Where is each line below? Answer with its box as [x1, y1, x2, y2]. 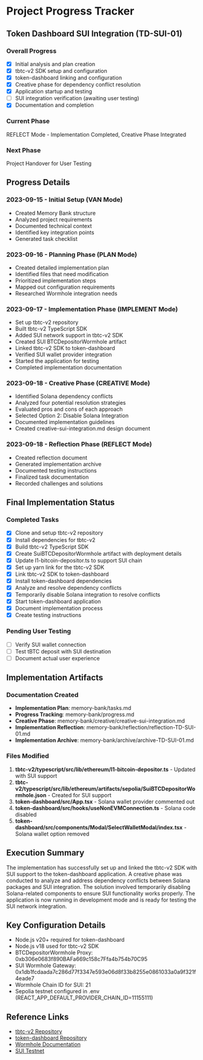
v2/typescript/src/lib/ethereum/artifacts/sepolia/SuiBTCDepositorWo [15, 785, 196, 792]
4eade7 [15, 975, 35, 982]
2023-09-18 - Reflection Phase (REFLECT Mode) [6, 440, 153, 448]
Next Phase [6, 146, 41, 154]
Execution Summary [6, 848, 85, 858]
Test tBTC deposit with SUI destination [15, 647, 111, 655]
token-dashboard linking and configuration [15, 74, 122, 81]
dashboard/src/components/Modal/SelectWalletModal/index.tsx [15, 823, 183, 831]
